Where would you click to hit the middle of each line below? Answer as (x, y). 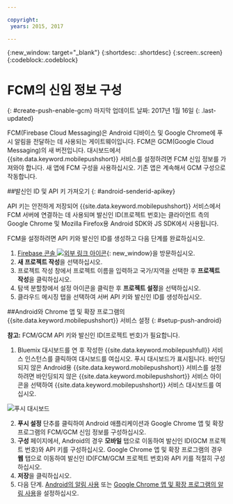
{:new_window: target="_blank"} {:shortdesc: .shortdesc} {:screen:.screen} (115, 52)
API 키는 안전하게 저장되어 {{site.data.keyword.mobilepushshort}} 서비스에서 (114, 206)
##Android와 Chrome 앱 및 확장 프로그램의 (66, 312)
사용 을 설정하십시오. (52, 494)
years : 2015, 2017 (37, 26)
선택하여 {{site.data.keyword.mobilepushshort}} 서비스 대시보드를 (122, 385)
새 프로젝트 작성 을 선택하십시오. (60, 262)
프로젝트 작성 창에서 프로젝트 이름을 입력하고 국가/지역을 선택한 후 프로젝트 (119, 271)
